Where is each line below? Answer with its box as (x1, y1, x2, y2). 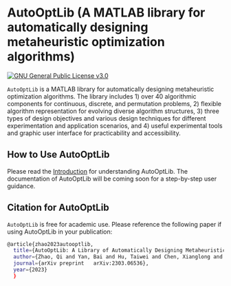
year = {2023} (13, 267, 48, 274)
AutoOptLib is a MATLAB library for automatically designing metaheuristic (7, 85, 214, 93)
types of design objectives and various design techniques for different (7, 114, 206, 122)
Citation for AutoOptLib (7, 202, 109, 214)
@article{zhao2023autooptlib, (7, 241, 94, 247)
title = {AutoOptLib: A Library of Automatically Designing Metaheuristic (13, 247, 226, 254)
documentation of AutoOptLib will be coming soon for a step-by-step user (7, 174, 217, 183)
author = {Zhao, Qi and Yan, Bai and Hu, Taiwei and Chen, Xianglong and (13, 254, 223, 261)
